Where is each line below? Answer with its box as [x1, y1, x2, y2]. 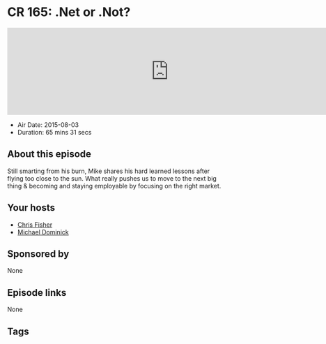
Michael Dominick [17, 227, 69, 236]
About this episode [7, 148, 92, 160]
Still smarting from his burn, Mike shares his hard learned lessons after [7, 167, 210, 175]
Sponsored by [7, 248, 70, 260]
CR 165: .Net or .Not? [7, 4, 131, 20]
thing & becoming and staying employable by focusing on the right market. [7, 181, 222, 190]
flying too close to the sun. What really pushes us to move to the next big [7, 174, 217, 182]
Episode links [7, 287, 67, 299]
